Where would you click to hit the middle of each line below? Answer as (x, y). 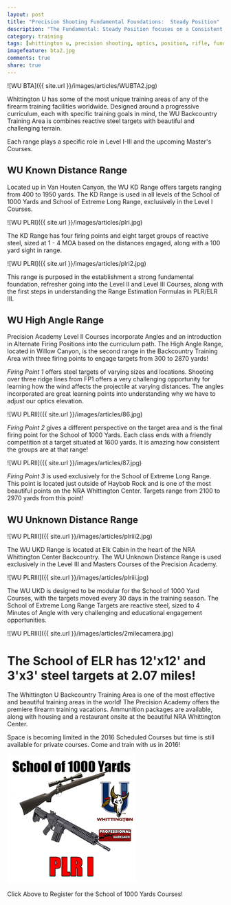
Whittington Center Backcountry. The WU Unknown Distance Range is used (114, 557)
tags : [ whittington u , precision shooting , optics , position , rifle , (109, 44)
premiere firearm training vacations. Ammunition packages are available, (110, 710)
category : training (35, 36)
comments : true (29, 58)
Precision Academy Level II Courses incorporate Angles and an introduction (114, 337)
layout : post (26, 14)
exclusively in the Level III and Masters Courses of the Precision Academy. (112, 564)
